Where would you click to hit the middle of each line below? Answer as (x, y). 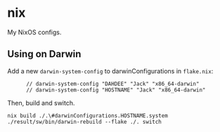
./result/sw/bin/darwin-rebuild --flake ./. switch (84, 122)
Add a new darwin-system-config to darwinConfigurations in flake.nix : (110, 71)
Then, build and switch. (41, 103)
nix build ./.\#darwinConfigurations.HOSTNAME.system (88, 116)
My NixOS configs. (34, 32)
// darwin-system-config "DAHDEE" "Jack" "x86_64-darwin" (112, 84)
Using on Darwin (44, 54)
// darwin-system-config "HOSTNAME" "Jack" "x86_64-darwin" (116, 90)
